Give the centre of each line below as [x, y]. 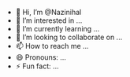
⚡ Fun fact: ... [37, 66]
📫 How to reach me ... [52, 46]
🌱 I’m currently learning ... [58, 29]
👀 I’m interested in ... [49, 20]
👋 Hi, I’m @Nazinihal [48, 12]
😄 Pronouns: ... [41, 57]
